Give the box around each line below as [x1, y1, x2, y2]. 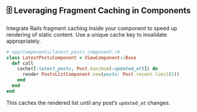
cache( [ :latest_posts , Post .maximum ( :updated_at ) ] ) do [17, 66, 158, 72]
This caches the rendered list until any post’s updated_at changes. [6, 99, 170, 106]
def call [11, 60, 34, 66]
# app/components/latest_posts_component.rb [6, 49, 120, 55]
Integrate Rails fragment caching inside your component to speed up [6, 24, 178, 32]
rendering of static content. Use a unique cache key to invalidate [6, 31, 167, 38]
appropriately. [6, 37, 41, 45]
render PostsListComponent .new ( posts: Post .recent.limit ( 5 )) [22, 72, 180, 78]
